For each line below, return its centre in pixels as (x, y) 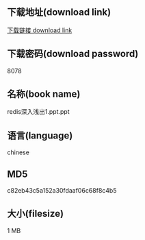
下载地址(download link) (59, 12)
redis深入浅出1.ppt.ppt (38, 112)
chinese (18, 152)
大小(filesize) (35, 214)
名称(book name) (44, 94)
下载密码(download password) (73, 54)
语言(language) (40, 135)
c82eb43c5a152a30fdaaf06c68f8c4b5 (62, 191)
